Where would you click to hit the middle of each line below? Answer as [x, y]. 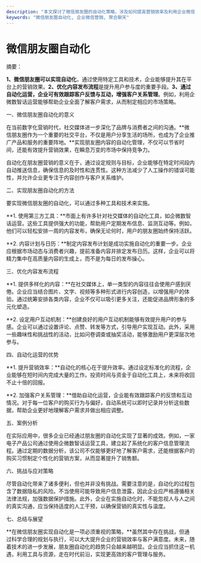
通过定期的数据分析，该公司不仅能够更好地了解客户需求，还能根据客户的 [106, 451]
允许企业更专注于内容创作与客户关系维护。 [74, 178]
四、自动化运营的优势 [32, 355]
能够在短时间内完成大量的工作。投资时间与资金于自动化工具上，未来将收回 [103, 375]
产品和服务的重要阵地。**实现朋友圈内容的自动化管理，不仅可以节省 [95, 142]
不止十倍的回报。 [27, 382]
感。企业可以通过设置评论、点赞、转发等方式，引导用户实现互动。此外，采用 [100, 327]
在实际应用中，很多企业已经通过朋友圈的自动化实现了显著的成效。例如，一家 [100, 436]
